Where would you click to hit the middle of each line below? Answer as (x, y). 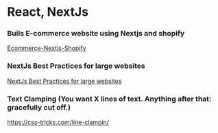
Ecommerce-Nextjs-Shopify (47, 48)
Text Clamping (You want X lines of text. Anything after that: (109, 99)
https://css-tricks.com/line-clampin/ (58, 122)
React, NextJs (48, 12)
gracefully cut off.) (39, 107)
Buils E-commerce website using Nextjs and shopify (96, 34)
